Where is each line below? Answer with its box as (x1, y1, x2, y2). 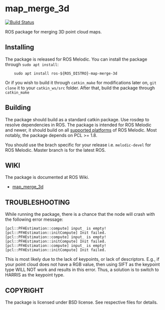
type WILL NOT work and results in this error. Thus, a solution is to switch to (5, 267, 159, 273)
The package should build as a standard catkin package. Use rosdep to (5, 116, 150, 122)
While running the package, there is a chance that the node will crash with (5, 211, 155, 217)
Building (5, 103, 31, 112)
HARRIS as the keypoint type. (5, 272, 65, 278)
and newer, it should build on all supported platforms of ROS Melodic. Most (5, 127, 157, 133)
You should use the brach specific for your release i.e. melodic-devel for (5, 141, 151, 148)
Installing (5, 43, 34, 52)
